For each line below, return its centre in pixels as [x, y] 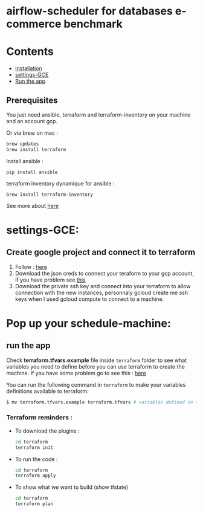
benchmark [93, 24]
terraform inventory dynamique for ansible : [60, 183]
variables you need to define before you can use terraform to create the [96, 366]
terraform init [34, 447]
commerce [34, 24]
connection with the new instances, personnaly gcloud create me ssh [101, 292]
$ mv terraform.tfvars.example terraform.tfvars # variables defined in [100, 402]
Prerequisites [32, 100]
